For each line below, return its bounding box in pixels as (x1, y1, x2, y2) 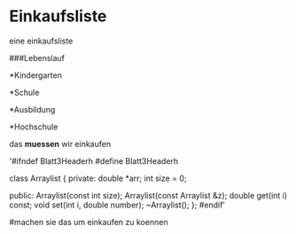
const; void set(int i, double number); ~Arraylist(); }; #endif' (9, 199, 226, 210)
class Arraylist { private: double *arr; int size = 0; (9, 173, 188, 183)
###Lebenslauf (9, 52, 65, 63)
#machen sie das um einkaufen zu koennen (9, 216, 168, 227)
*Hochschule (9, 121, 58, 132)
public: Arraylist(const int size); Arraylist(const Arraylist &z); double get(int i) (9, 190, 288, 200)
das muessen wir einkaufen (9, 138, 112, 149)
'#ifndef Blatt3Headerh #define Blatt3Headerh (9, 155, 179, 166)
